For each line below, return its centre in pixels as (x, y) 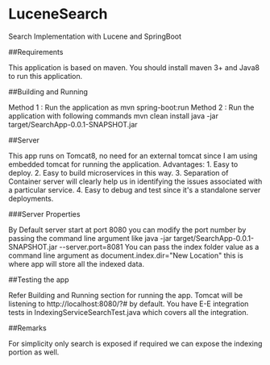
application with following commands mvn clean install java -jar (114, 116)
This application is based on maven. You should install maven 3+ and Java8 (134, 67)
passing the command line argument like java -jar (90, 238)
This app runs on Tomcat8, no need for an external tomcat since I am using (133, 156)
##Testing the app (39, 280)
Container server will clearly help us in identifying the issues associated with (135, 181)
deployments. (31, 198)
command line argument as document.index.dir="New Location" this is (126, 255)
